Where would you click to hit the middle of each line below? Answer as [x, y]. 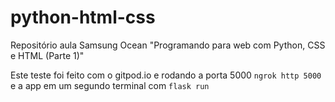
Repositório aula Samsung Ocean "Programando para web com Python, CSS [168, 45]
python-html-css [83, 17]
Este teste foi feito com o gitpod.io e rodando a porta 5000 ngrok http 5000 [166, 75]
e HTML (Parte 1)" [47, 55]
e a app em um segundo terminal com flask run [110, 85]
